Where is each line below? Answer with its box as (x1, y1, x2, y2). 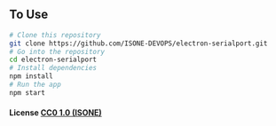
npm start (9, 88, 46, 97)
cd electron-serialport (9, 55, 98, 65)
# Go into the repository (9, 47, 105, 56)
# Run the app (9, 80, 62, 90)
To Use (9, 7, 49, 22)
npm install (9, 72, 53, 81)
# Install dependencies (9, 64, 98, 73)
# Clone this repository (9, 30, 101, 39)
